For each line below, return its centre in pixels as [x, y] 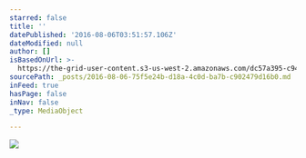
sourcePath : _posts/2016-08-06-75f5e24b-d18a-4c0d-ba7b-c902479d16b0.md [150, 77]
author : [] [30, 52]
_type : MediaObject [46, 111]
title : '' [28, 26]
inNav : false [34, 102]
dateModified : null [46, 43]
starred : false [38, 18]
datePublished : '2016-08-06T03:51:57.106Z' [93, 35]
